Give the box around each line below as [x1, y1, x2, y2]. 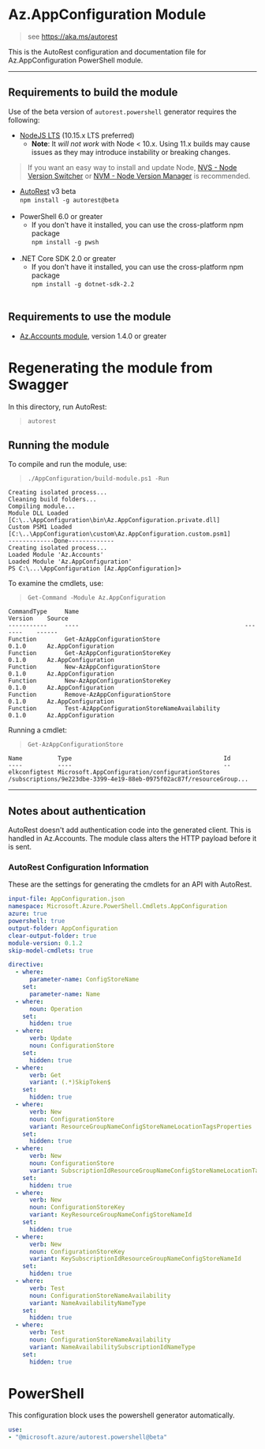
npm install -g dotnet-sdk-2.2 [31, 280, 135, 288]
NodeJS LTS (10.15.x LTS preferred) [19, 131, 135, 140]
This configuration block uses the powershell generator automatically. [8, 1410, 235, 1421]
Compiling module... [8, 502, 77, 511]
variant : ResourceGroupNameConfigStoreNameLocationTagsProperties [28, 1122, 252, 1130]
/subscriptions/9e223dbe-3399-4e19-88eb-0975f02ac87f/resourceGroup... [8, 775, 248, 784]
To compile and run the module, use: [8, 460, 128, 469]
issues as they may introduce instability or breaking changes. [31, 147, 231, 157]
